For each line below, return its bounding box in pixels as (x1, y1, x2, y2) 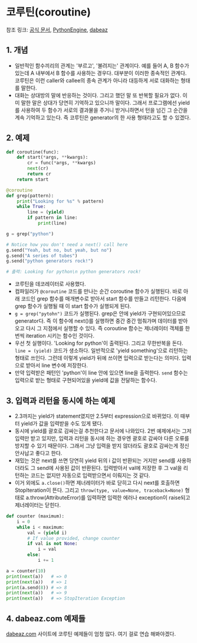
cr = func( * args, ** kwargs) (27, 160, 96, 166)
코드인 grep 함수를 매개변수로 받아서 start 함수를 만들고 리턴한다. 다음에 (21, 295, 187, 302)
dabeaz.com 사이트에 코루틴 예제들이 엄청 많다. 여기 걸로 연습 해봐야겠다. (6, 630, 176, 637)
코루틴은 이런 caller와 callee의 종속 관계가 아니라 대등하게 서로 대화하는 (14, 76, 180, 84)
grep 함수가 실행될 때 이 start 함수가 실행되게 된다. (14, 303, 132, 310)
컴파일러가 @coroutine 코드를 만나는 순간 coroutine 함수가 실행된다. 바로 (14, 288, 182, 295)
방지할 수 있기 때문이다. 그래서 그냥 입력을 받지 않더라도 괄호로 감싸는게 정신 (14, 442, 190, 449)
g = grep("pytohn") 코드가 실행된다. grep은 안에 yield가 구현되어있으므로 (14, 310, 186, 317)
